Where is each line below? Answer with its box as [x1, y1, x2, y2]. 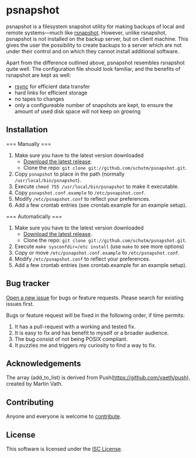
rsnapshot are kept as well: [6, 71, 71, 78]
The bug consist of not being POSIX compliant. [14, 335, 128, 343]
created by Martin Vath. [6, 380, 63, 387]
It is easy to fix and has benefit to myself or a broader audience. [14, 329, 169, 336]
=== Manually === [6, 140, 51, 147]
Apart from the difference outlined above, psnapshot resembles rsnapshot [6, 59, 185, 66]
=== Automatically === [6, 213, 63, 220]
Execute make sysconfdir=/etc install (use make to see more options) [14, 242, 184, 249]
